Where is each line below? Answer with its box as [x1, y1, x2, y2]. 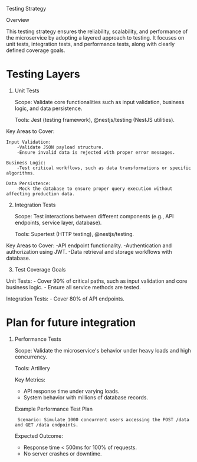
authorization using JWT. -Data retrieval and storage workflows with [6, 248, 172, 255]
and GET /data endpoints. [14, 422, 78, 428]
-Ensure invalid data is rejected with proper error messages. [17, 149, 176, 156]
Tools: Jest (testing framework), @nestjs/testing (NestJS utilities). [14, 116, 175, 123]
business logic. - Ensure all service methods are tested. [6, 283, 142, 290]
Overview [6, 17, 29, 23]
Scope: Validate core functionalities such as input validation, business [14, 98, 185, 105]
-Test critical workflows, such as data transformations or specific [17, 165, 192, 171]
